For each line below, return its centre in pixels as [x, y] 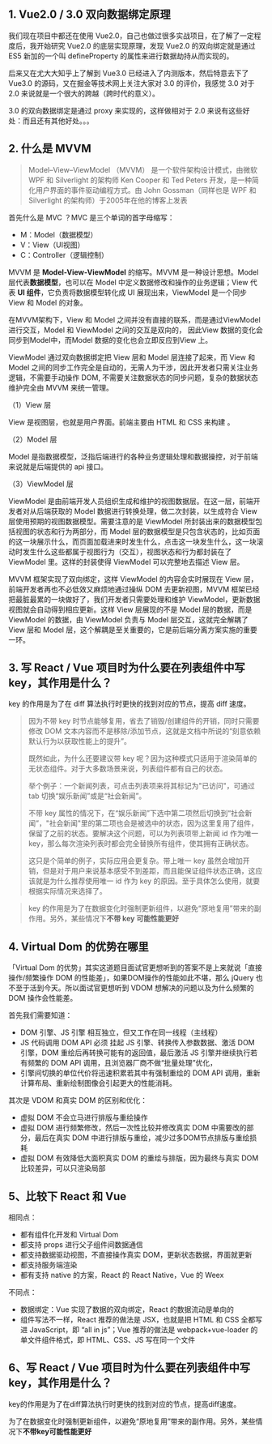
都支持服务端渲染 [49, 1265]
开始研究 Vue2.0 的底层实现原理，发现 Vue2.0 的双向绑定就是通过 [146, 45]
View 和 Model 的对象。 [48, 302]
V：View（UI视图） [52, 245]
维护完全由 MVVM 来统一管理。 [61, 387]
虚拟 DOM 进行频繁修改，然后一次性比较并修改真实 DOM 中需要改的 [133, 1128]
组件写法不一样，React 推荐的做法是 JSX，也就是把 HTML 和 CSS [130, 1320]
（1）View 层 [30, 404]
